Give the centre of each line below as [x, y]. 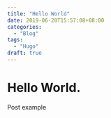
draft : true [24, 53]
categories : [24, 27]
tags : [15, 40]
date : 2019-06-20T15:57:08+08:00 [56, 20]
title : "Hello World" [39, 14]
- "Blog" [26, 33]
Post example [27, 107]
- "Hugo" [26, 46]
